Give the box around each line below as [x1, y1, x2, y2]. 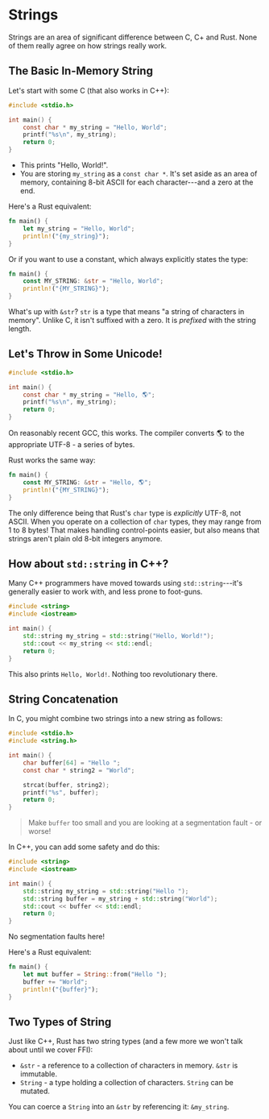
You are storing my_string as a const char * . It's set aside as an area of [19, 169, 258, 178]
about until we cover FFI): [8, 1045, 93, 1055]
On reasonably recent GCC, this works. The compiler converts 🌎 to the [8, 429, 245, 438]
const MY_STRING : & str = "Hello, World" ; [23, 277, 163, 285]
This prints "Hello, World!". [19, 160, 109, 170]
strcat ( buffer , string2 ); [23, 781, 110, 789]
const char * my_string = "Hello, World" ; [23, 123, 168, 131]
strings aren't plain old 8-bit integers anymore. [8, 533, 163, 543]
